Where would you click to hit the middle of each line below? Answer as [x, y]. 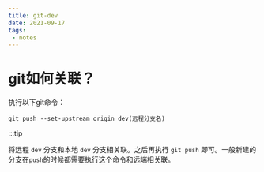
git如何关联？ [52, 79]
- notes [24, 37]
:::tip [15, 133]
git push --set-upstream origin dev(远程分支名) [87, 119]
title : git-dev [33, 15]
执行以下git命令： [37, 103]
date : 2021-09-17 [37, 23]
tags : [17, 30]
